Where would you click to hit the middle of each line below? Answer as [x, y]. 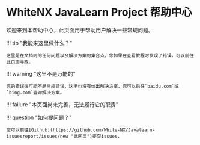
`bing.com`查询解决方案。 [35, 93]
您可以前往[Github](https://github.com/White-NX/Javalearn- [80, 130]
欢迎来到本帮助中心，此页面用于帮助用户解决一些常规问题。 [80, 30]
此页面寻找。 [20, 62]
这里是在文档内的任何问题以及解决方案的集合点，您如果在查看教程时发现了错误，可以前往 [100, 55]
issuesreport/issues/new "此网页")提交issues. [63, 136]
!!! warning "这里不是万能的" [41, 73]
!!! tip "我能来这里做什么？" [39, 43]
